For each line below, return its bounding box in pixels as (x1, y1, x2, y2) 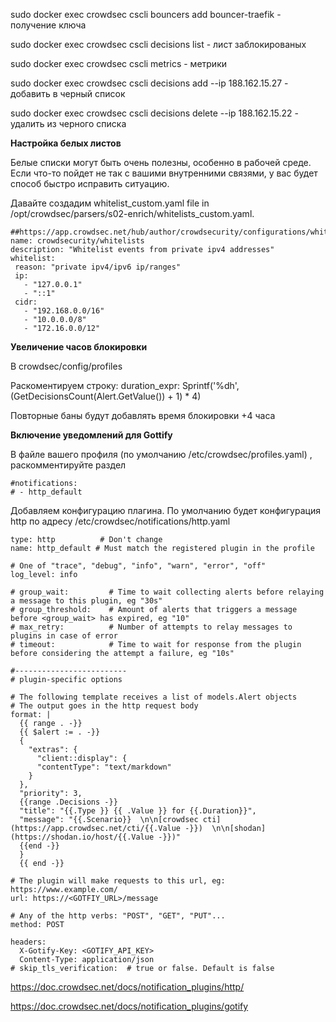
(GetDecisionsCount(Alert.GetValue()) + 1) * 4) (10, 390, 202, 402)
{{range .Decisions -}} (19, 797, 118, 807)
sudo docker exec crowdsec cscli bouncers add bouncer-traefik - (10, 9, 282, 20)
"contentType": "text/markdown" (36, 762, 172, 772)
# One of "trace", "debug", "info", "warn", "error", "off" (10, 561, 267, 571)
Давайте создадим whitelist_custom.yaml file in (10, 197, 210, 209)
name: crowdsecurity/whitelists (10, 236, 145, 246)
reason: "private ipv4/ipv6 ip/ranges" (14, 262, 182, 272)
